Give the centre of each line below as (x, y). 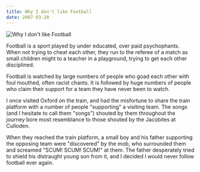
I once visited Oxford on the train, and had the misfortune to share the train (98, 100)
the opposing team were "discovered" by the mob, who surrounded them (96, 143)
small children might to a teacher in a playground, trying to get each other (97, 58)
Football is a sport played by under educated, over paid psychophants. (93, 46)
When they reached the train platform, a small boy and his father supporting (99, 137)
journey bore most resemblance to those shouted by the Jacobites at (91, 119)
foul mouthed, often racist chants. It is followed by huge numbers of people (99, 82)
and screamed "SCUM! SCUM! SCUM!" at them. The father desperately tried (100, 150)
